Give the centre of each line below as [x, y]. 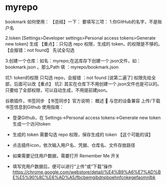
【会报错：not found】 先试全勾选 [40, 50]
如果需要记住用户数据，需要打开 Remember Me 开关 [66, 155]
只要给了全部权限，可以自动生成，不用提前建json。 [58, 90]
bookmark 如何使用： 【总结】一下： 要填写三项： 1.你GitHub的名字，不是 [81, 21]
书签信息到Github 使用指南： [34, 107]
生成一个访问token [31, 123]
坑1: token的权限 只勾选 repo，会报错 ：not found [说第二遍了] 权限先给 [78, 77]
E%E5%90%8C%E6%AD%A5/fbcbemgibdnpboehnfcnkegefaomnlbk [84, 177]
